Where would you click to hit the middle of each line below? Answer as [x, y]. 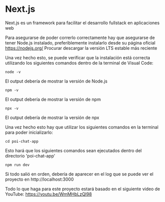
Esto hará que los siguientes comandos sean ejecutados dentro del [73, 150]
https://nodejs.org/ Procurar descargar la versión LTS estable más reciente [81, 48]
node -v [13, 72]
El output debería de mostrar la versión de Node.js [56, 81]
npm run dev [17, 165]
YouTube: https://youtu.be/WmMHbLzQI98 [49, 194]
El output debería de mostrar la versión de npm [53, 99]
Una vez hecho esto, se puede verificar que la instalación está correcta [78, 57]
